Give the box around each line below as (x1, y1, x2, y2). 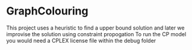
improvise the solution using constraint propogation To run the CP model (6, 30, 187, 37)
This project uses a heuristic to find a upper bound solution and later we (6, 24, 185, 31)
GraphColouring (6, 4, 88, 18)
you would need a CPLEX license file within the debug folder (6, 37, 156, 44)
